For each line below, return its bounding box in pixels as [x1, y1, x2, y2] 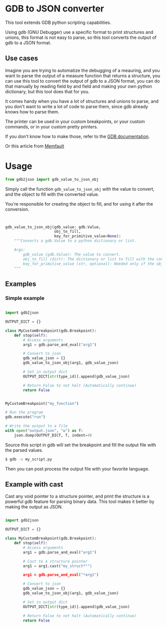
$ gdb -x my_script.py [5, 457, 52, 462]
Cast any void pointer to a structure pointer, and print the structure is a [5, 494, 150, 500]
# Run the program [5, 410, 43, 415]
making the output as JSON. [5, 504, 63, 510]
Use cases [5, 54, 38, 63]
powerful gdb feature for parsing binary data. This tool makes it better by [5, 499, 155, 504]
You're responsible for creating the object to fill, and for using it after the [5, 201, 153, 207]
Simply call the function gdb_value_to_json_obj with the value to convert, [5, 186, 155, 192]
